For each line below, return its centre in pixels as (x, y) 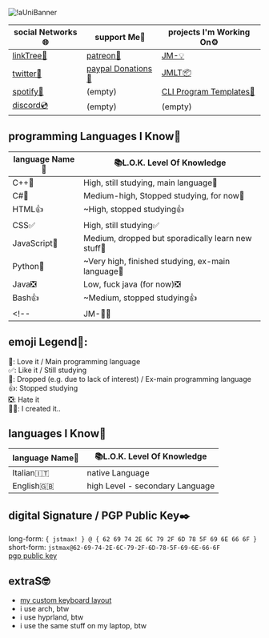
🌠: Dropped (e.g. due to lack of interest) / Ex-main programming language (130, 379)
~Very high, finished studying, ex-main (157, 261)
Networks (58, 32)
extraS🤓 (29, 581)
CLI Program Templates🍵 (208, 92)
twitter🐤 (27, 74)
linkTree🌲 (30, 56)
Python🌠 (28, 266)
